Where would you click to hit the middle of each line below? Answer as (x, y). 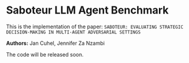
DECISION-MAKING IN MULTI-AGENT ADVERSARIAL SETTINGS (74, 32)
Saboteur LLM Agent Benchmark (87, 10)
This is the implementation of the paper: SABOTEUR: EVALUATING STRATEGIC (95, 26)
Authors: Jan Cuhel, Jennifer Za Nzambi (55, 43)
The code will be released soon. (45, 54)
